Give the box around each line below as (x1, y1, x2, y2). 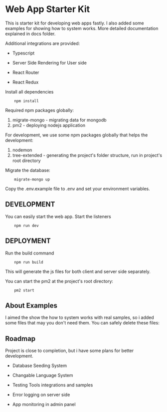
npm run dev (14, 223, 39, 228)
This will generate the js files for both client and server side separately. (5, 268, 151, 274)
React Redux (12, 79, 39, 85)
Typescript (12, 50, 35, 56)
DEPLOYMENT (5, 236, 51, 245)
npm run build (14, 259, 43, 264)
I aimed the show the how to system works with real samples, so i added (5, 314, 155, 320)
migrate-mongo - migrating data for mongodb (12, 116, 107, 123)
